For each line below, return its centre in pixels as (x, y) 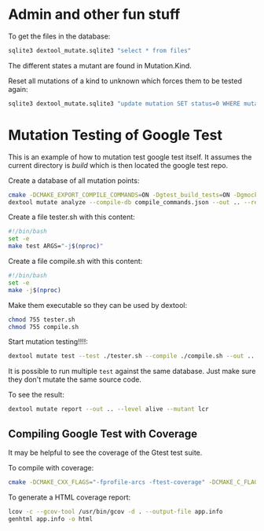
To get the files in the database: (59, 36)
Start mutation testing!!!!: (48, 342)
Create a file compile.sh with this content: (75, 261)
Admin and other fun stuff (94, 15)
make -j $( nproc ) (35, 290)
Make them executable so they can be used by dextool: (97, 305)
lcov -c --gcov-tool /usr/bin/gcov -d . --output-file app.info (115, 511)
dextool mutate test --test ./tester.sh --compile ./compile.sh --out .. (132, 356)
